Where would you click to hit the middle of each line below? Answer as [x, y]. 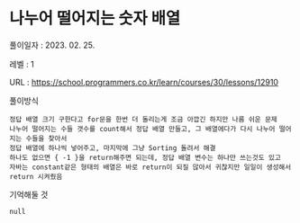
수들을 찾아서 [46, 138]
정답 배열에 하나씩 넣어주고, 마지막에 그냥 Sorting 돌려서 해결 [113, 148]
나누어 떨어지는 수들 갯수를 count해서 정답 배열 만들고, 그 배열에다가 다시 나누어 [142, 129]
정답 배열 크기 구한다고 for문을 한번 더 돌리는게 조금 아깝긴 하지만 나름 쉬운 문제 [143, 119]
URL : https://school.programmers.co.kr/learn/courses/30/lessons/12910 [144, 82]
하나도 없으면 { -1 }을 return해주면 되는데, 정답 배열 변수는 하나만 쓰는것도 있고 [145, 157]
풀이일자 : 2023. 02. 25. [52, 45]
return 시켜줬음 [36, 176]
